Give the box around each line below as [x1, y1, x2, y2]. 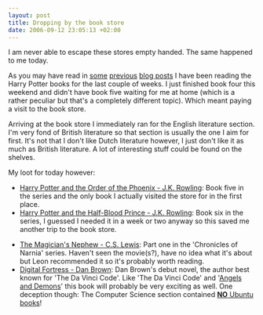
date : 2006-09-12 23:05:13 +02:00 [8, 26, 122, 34]
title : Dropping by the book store [8, 19, 125, 27]
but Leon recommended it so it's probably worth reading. [19, 256, 205, 266]
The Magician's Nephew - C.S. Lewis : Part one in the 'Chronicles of [19, 240, 238, 249]
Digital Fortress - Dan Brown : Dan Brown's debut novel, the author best [19, 265, 250, 274]
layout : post [8, 11, 51, 20]
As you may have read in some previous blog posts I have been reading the [8, 71, 252, 81]
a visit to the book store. [8, 104, 86, 114]
